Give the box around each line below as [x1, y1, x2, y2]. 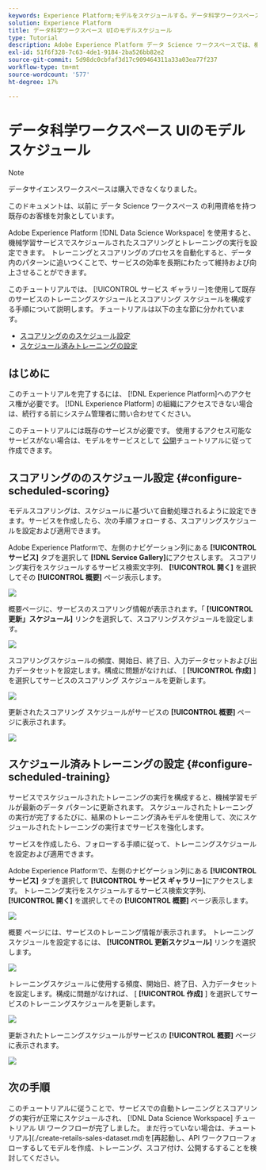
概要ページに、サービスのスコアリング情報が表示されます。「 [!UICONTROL [8, 604, 253, 614]
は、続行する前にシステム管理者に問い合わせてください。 [8, 409, 196, 419]
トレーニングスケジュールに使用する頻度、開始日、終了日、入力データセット [8, 979, 258, 988]
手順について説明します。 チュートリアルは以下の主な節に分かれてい [14, 305, 238, 314]
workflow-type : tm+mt [8, 63, 80, 71]
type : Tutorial [8, 33, 59, 42]
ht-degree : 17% [8, 78, 59, 86]
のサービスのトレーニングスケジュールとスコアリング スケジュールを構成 [8, 294, 245, 304]
